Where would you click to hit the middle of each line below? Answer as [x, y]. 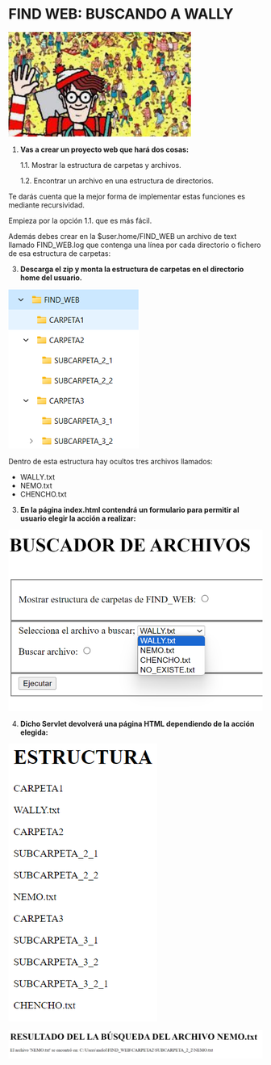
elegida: [34, 732]
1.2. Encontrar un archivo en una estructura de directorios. [117, 180]
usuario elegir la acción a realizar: [78, 518]
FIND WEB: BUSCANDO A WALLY [121, 14]
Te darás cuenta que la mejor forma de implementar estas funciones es [127, 196]
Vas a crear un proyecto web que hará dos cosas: [104, 149]
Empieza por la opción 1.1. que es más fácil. [80, 220]
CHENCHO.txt [43, 494]
